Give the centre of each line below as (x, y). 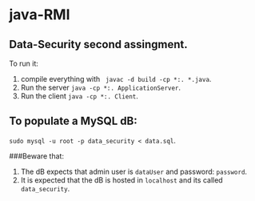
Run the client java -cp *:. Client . (80, 96)
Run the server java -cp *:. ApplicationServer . (101, 87)
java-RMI (40, 15)
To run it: (24, 63)
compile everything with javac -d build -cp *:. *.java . (116, 79)
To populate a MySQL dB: (74, 121)
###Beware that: (37, 156)
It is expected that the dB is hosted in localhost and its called (122, 180)
